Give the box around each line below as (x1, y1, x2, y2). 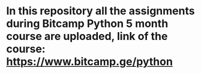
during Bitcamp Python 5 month (6, 17, 169, 30)
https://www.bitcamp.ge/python (6, 55, 173, 69)
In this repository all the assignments (6, 4, 195, 18)
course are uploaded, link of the (6, 30, 168, 43)
